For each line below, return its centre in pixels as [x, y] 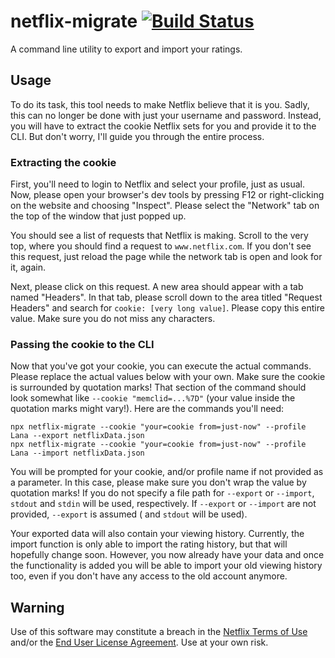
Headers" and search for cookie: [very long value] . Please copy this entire [167, 308]
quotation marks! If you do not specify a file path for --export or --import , [162, 493]
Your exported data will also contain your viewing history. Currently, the [157, 534]
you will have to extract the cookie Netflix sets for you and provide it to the [163, 126]
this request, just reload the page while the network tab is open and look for [166, 257]
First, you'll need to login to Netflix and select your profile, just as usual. [158, 184]
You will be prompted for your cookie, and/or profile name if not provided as [167, 472]
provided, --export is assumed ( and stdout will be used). [129, 514]
